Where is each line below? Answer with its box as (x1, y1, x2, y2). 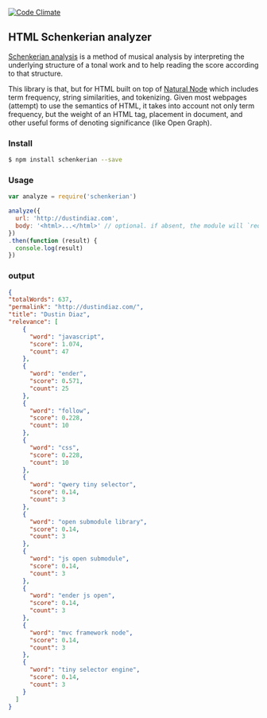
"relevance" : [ (8, 318, 59, 326)
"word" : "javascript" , (29, 333, 105, 341)
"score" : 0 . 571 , (29, 377, 83, 385)
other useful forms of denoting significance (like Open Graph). (8, 118, 212, 127)
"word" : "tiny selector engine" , (29, 665, 141, 674)
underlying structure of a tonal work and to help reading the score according (8, 60, 259, 69)
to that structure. (8, 68, 64, 78)
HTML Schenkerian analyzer (8, 30, 153, 44)
